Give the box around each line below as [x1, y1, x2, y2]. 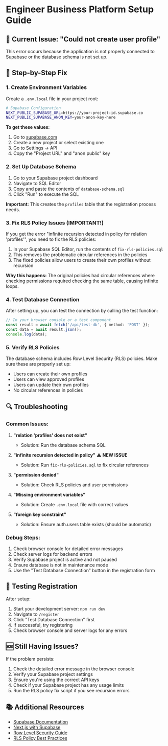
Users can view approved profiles [13, 376, 85, 382]
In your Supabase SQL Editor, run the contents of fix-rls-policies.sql [13, 246, 163, 252]
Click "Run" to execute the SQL [13, 191, 79, 197]
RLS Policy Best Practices [13, 735, 68, 741]
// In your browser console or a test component [6, 318, 111, 323]
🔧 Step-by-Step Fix [6, 69, 68, 77]
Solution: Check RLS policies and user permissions [20, 482, 128, 488]
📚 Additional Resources [6, 703, 85, 711]
